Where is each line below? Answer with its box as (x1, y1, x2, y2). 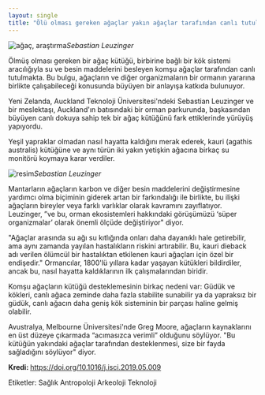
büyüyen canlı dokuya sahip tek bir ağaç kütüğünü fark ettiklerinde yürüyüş (8, 113, 254, 122)
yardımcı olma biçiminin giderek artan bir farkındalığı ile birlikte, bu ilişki (8, 192, 241, 202)
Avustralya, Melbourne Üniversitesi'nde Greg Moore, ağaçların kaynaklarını (8, 322, 252, 331)
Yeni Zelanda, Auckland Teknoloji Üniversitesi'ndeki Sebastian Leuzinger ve (8, 96, 254, 106)
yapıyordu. (8, 121, 43, 131)
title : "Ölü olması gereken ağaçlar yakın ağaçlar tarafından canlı (8, 19, 238, 27)
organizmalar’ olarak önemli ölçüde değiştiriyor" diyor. (8, 218, 184, 227)
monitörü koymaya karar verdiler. (8, 153, 116, 162)
